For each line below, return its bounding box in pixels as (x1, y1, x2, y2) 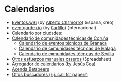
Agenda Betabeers (11, 66, 50, 72)
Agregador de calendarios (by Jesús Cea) (11, 61, 96, 67)
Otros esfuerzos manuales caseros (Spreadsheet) (11, 56, 112, 61)
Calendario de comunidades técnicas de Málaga (18, 45, 116, 51)
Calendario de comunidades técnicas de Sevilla (18, 50, 114, 57)
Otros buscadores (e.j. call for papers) (11, 71, 88, 77)
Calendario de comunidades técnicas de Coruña (11, 35, 109, 41)
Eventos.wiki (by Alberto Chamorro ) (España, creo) (11, 20, 114, 25)
